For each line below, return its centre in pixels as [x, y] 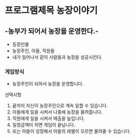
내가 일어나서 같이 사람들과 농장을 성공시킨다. [57, 57]
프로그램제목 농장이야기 [51, 11]
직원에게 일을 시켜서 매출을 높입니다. [48, 118]
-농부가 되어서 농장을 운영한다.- [52, 31]
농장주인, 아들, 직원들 [33, 51]
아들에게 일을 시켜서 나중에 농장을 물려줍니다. [57, 112]
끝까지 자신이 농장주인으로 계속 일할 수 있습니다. [60, 106]
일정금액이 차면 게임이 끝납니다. [43, 125]
